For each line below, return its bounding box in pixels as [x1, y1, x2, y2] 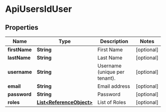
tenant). [97, 75, 116, 81]
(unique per [97, 68, 124, 75]
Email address [97, 83, 130, 90]
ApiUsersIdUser [5, 3, 72, 15]
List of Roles [97, 99, 126, 106]
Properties [5, 23, 39, 32]
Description [100, 38, 128, 45]
